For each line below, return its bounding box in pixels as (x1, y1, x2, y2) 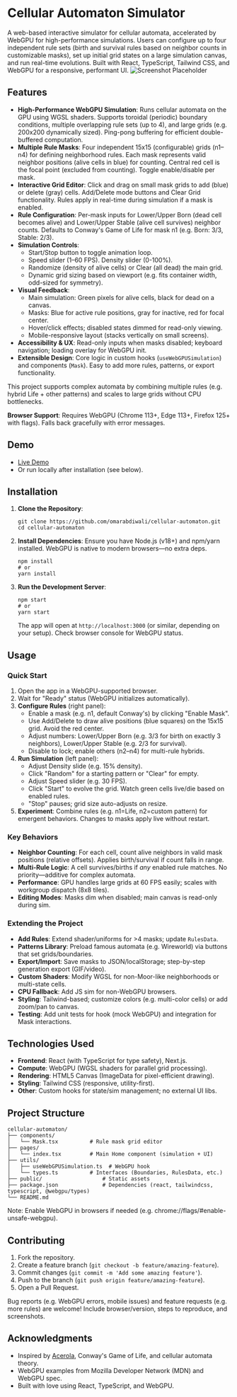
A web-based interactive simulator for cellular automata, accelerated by (7, 28, 216, 37)
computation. (44, 135, 83, 144)
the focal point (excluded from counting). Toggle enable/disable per (17, 165, 215, 174)
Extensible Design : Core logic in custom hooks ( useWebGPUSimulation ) (17, 353, 222, 362)
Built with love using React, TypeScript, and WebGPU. (17, 1381, 175, 1390)
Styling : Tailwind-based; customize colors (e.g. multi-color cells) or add (17, 994, 228, 1003)
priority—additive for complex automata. (17, 870, 136, 879)
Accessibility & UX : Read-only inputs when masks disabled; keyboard (17, 338, 223, 347)
